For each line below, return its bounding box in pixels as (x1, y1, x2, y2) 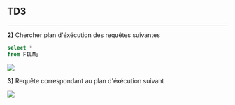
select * (7, 44, 33, 51)
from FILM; (7, 50, 39, 58)
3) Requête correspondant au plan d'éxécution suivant (7, 76, 164, 85)
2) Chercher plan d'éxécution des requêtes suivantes (7, 31, 161, 39)
